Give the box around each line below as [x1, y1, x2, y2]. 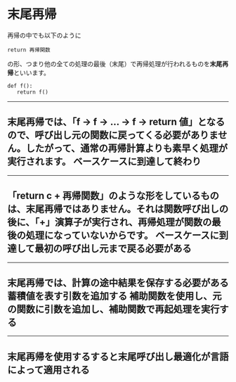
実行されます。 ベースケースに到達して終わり [7, 155, 202, 167]
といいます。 [13, 68, 51, 77]
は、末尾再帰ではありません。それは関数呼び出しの [7, 203, 229, 215]
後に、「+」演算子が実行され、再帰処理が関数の [7, 216, 212, 229]
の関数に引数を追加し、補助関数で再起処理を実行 [7, 303, 220, 315]
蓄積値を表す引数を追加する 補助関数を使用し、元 [7, 290, 222, 302]
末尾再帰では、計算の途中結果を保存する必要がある [7, 276, 229, 288]
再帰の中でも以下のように [7, 31, 81, 39]
